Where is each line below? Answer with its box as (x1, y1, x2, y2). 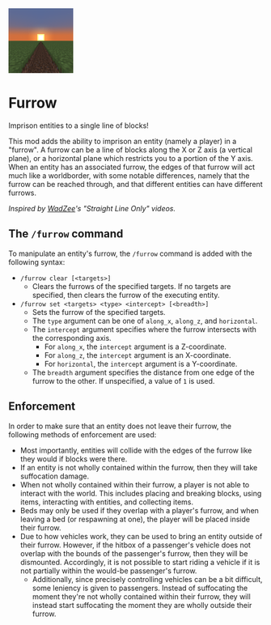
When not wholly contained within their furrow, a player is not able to (19, 479, 250, 489)
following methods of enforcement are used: (8, 429, 157, 440)
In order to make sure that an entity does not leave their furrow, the (8, 421, 232, 431)
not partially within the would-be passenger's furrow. (19, 566, 197, 576)
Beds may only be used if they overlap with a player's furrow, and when (19, 505, 259, 515)
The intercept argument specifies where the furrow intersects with (32, 324, 257, 334)
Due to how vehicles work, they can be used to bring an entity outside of (19, 531, 263, 541)
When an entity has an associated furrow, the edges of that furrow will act (8, 162, 256, 172)
